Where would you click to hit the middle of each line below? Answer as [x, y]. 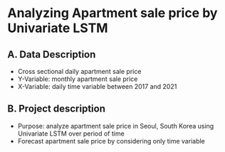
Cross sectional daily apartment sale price [79, 71]
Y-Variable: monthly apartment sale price [78, 79]
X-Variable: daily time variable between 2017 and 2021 [97, 86]
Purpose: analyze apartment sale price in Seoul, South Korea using [116, 126]
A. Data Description [52, 54]
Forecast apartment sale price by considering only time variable [111, 141]
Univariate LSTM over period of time [71, 134]
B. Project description [56, 109]
